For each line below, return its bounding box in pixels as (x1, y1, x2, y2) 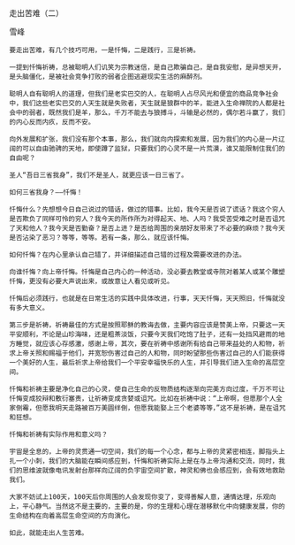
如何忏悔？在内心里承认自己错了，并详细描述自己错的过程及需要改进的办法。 (9, 250, 246, 259)
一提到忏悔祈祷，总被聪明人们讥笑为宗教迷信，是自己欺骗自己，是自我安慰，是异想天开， (9, 63, 285, 72)
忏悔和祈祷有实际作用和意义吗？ (9, 430, 109, 439)
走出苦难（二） (9, 8, 64, 18)
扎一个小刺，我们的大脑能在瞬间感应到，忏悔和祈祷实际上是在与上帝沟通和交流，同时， (9, 457, 279, 465)
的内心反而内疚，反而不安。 (9, 118, 95, 127)
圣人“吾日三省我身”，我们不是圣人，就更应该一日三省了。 (9, 171, 188, 180)
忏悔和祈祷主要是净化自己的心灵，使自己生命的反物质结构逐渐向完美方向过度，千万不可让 (9, 385, 285, 394)
